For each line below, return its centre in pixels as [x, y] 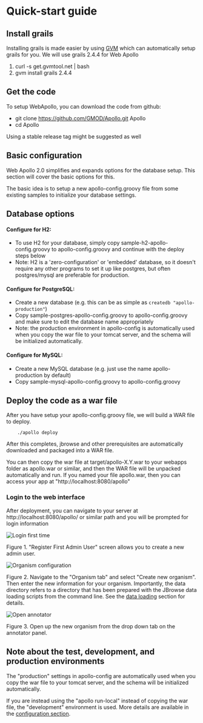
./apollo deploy [38, 433]
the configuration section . [38, 713]
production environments [55, 661]
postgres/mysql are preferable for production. [72, 275]
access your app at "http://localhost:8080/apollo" [68, 481]
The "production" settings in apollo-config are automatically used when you [101, 676]
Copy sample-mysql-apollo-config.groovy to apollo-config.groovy [98, 381]
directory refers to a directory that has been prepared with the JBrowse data [101, 589]
